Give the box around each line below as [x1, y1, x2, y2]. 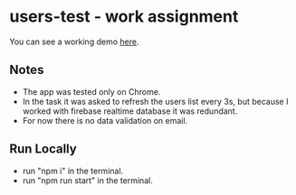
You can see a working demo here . [9, 36, 139, 47]
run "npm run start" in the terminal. [22, 174, 154, 186]
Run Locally [9, 142, 77, 157]
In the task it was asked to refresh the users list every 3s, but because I [22, 96, 289, 107]
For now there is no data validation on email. [22, 115, 188, 125]
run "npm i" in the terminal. [22, 165, 124, 176]
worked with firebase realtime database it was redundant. [22, 106, 238, 116]
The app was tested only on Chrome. [22, 86, 161, 97]
